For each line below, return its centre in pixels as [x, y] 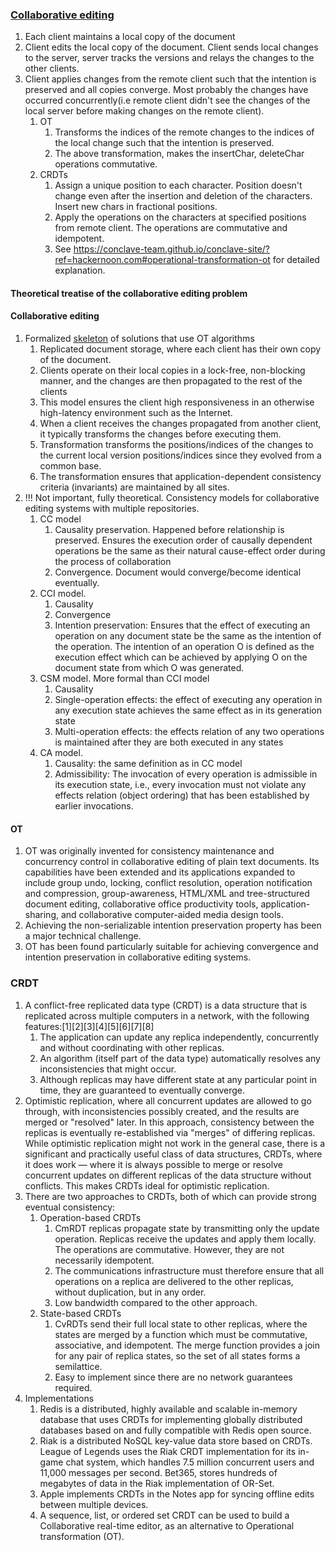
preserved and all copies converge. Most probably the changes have [166, 90]
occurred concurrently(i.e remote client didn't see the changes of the [167, 100]
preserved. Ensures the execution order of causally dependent [183, 540]
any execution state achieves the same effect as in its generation [188, 710]
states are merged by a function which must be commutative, [181, 1334]
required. [73, 1387]
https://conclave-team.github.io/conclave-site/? [172, 249]
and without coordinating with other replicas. [132, 1047]
